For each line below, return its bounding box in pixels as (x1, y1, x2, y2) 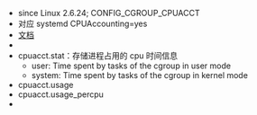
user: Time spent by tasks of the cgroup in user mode (31, 60, 232, 71)
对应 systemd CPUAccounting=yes (17, 18, 148, 29)
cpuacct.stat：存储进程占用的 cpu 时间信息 (17, 50, 179, 61)
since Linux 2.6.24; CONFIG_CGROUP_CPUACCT (17, 8, 200, 18)
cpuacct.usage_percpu (17, 89, 104, 100)
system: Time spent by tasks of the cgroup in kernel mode (31, 70, 248, 80)
